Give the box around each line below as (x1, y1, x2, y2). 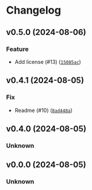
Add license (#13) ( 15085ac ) (14, 58, 81, 65)
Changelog (6, 4, 61, 17)
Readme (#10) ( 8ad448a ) (14, 107, 73, 114)
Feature (6, 45, 29, 53)
